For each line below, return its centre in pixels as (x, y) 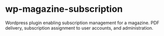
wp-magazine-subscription (64, 9)
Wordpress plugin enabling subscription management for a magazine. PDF (82, 23)
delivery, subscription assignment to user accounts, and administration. (79, 28)
